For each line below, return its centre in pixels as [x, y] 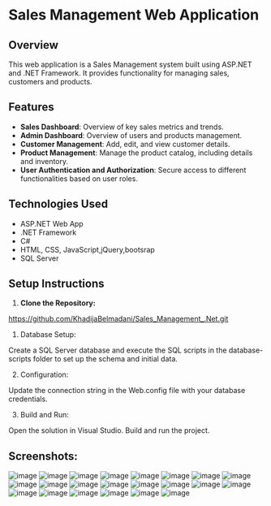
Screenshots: [43, 456]
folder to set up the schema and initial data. [105, 359]
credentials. [28, 399]
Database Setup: [48, 335]
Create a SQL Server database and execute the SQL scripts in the [118, 350]
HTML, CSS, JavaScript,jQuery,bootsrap [88, 249]
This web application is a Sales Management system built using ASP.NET [130, 64]
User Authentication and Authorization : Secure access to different [133, 170]
